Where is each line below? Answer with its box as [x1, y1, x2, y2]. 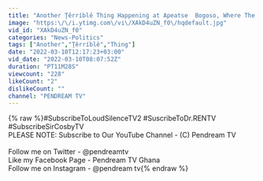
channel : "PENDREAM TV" [8, 92, 87, 100]
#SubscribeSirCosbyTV [8, 122, 84, 131]
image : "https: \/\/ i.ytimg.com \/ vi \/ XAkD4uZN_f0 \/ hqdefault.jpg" [8, 19, 227, 27]
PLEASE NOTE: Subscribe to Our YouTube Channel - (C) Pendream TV [8, 131, 236, 140]
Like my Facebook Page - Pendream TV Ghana [8, 155, 161, 165]
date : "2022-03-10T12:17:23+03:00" [8, 48, 125, 56]
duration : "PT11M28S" [8, 63, 80, 71]
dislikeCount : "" [8, 84, 65, 93]
